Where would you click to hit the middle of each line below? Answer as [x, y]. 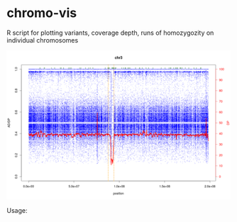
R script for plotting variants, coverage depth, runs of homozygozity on [110, 33]
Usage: [17, 210]
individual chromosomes [43, 40]
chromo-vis [42, 13]
